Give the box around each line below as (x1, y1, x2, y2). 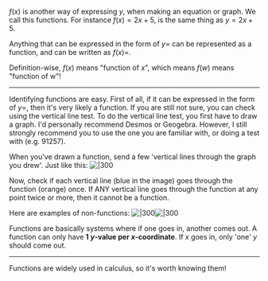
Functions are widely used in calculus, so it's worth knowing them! (9, 263, 227, 273)
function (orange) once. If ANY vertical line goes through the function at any (9, 185, 258, 193)
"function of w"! (9, 72, 62, 80)
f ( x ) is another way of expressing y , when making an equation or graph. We (9, 7, 257, 16)
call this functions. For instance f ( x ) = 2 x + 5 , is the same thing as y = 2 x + (9, 15, 254, 25)
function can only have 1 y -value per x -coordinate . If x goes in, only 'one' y (9, 232, 258, 241)
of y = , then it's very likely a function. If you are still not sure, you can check (9, 103, 255, 112)
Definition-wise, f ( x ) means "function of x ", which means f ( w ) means (9, 63, 235, 72)
